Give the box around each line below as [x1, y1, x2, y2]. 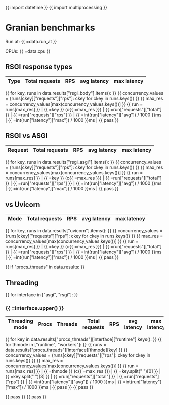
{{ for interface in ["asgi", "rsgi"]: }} [5, 292, 78, 298]
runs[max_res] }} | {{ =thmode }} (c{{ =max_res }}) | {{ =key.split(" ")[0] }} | [5, 368, 161, 374]
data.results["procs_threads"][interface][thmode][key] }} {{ [5, 347, 128, 353]
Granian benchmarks [5, 22, 95, 33]
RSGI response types [5, 63, 73, 71]
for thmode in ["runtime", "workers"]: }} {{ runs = [5, 342, 107, 348]
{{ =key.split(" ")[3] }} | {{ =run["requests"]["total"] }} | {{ [5, 374, 123, 380]
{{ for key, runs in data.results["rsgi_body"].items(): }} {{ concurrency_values [5, 90, 164, 96]
